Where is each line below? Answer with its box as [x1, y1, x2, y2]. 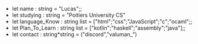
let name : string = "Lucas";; [11, 5, 83, 12]
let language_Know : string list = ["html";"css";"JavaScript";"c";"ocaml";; [11, 18, 193, 25]
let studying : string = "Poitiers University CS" [11, 11, 126, 19]
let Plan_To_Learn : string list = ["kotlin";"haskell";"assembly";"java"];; [11, 24, 186, 31]
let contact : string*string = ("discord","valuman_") [11, 31, 138, 38]
